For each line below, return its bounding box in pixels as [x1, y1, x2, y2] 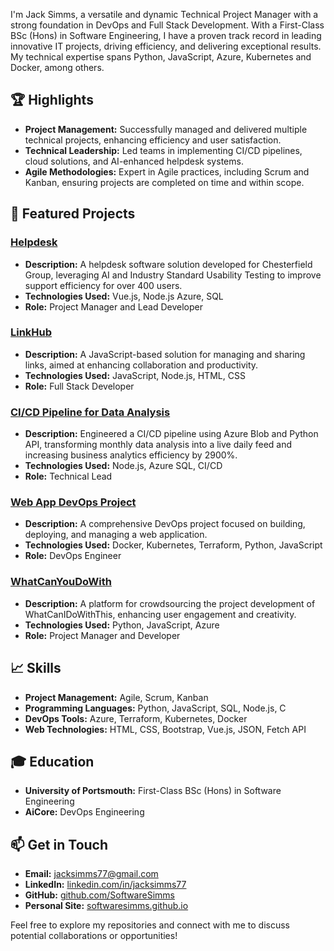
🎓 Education [10, 753, 95, 770]
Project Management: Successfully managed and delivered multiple [24, 123, 308, 135]
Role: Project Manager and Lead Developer [24, 300, 203, 313]
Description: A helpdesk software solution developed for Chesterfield [24, 258, 313, 270]
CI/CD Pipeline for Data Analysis [10, 405, 171, 419]
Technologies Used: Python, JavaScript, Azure [24, 619, 220, 631]
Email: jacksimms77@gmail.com [24, 868, 159, 880]
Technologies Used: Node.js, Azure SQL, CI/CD [24, 460, 223, 472]
